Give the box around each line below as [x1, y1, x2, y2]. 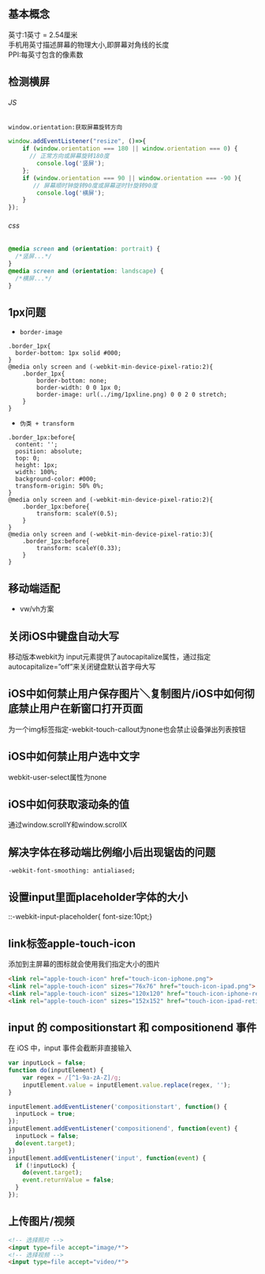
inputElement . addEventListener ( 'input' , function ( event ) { [8, 1154, 207, 1162]
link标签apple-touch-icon [8, 937, 136, 950]
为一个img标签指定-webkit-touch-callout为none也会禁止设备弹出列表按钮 [8, 724, 246, 733]
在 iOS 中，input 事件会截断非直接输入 [8, 1043, 132, 1053]
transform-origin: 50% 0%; [15, 482, 104, 490]
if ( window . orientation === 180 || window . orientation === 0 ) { [22, 145, 238, 153]
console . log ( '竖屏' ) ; [36, 160, 105, 168]
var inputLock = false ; [8, 1059, 87, 1067]
